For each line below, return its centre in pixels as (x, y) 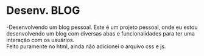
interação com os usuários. (40, 40)
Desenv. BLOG (43, 11)
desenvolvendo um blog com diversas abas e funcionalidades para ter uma (100, 33)
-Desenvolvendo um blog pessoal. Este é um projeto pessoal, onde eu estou (102, 27)
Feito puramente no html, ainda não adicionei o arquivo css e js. (86, 46)
